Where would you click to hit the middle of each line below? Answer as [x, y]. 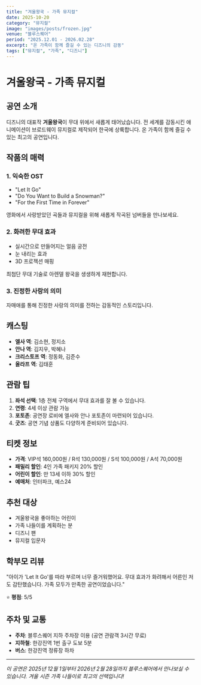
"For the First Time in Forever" [52, 202]
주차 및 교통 [26, 620]
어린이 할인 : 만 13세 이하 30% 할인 [55, 474]
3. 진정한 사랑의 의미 [34, 291]
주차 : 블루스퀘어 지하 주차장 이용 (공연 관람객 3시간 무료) [80, 635]
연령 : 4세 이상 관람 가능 [42, 408]
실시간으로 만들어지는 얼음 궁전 [51, 246]
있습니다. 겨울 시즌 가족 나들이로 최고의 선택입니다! [65, 676]
